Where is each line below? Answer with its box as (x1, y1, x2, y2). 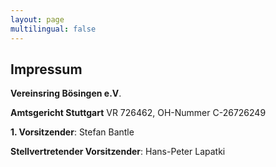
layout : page (10, 14, 65, 25)
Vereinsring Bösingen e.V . (10, 87, 122, 100)
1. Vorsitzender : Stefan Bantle (10, 126, 135, 138)
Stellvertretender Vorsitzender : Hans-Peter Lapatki (10, 146, 226, 158)
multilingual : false (10, 24, 97, 34)
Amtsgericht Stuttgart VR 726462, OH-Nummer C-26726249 (10, 107, 267, 119)
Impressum (10, 61, 83, 78)
